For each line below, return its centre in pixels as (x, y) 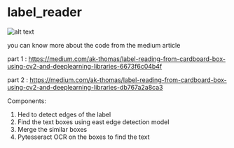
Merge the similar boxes (52, 129)
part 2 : (18, 80)
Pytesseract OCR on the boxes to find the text (83, 137)
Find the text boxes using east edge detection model (93, 122)
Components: (27, 101)
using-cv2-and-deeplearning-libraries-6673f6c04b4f (85, 66)
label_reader (45, 12)
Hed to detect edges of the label (64, 114)
